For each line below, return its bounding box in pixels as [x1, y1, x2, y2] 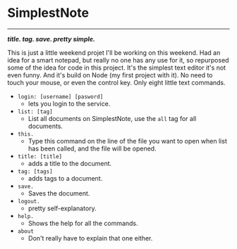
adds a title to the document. [28, 159, 112, 167]
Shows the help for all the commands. [28, 219, 139, 227]
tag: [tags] [17, 167, 53, 175]
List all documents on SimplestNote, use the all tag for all [28, 114, 197, 122]
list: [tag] [17, 108, 53, 115]
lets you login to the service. [28, 99, 111, 108]
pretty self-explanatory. [28, 204, 97, 212]
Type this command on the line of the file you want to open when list [28, 136, 227, 145]
